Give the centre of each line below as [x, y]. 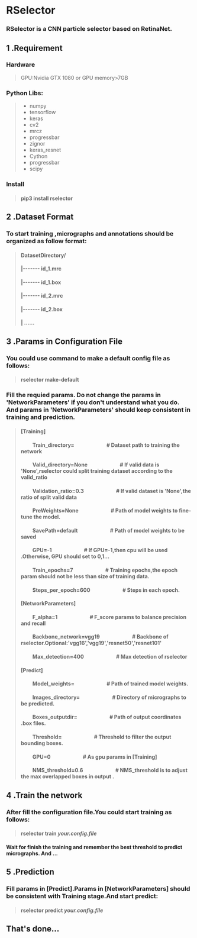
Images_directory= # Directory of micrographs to [109, 697]
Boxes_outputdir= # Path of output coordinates [107, 717]
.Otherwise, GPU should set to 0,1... [65, 556]
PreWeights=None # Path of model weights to [105, 511]
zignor [37, 144]
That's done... [33, 929]
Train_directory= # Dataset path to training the [106, 445]
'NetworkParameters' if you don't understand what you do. [93, 402]
